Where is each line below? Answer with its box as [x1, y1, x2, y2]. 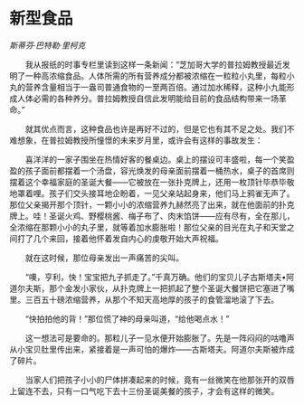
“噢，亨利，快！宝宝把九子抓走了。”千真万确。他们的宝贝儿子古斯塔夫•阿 [24, 271, 295, 282]
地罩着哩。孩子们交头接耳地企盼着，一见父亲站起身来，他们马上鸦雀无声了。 [9, 187, 295, 199]
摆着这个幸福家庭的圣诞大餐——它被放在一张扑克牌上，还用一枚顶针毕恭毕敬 [9, 176, 295, 187]
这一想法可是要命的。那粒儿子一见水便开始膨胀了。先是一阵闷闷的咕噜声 [24, 332, 295, 344]
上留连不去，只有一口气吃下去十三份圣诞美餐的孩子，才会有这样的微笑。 [9, 385, 279, 396]
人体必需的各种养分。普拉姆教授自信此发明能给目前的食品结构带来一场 [16, 92, 279, 104]
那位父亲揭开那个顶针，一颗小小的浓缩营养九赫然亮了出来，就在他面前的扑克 [9, 199, 295, 210]
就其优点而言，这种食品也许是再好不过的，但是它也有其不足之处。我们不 [24, 123, 295, 134]
